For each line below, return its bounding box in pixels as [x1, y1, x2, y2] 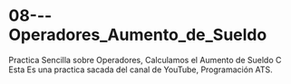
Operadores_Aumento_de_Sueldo [8, 24, 267, 45]
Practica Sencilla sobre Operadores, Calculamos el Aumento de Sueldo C [8, 54, 282, 65]
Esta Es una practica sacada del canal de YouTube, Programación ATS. [8, 64, 273, 75]
